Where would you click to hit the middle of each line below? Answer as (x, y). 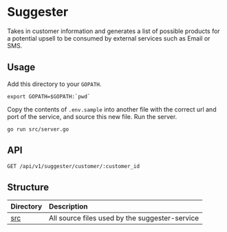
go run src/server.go (38, 129)
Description (68, 207)
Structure (28, 187)
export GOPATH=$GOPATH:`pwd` (49, 96)
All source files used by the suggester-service (124, 218)
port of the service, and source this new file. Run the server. (92, 116)
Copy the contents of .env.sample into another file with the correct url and (112, 109)
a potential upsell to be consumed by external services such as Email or (109, 38)
